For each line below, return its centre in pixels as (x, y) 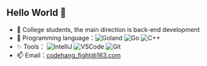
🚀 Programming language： (56, 38)
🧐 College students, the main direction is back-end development (108, 29)
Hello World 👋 (36, 13)
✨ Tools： (31, 47)
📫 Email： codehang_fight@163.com (69, 55)
